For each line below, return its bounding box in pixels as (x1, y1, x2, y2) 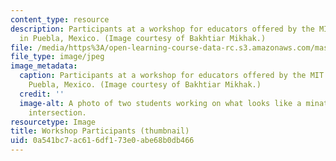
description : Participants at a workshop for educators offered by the (10, 24, 315, 34)
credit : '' (19, 89, 65, 99)
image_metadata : (10, 61, 78, 71)
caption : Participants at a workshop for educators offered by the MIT (19, 71, 325, 81)
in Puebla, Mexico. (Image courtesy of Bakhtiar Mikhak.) (19, 33, 267, 43)
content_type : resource (10, 14, 110, 25)
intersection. (28, 107, 87, 118)
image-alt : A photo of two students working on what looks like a (19, 98, 302, 108)
